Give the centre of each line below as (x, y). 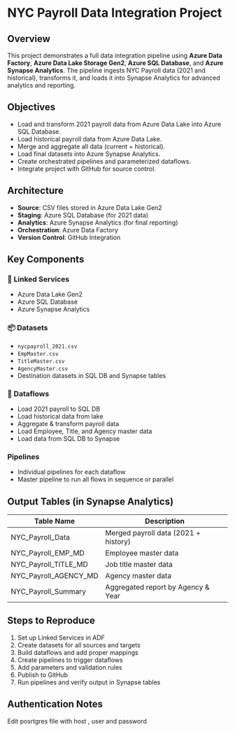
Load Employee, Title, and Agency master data (85, 431)
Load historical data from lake (60, 416)
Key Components (46, 259)
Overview (29, 39)
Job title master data (139, 565)
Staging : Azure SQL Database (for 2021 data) (83, 215)
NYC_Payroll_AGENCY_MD (55, 576)
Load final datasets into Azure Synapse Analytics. (89, 154)
